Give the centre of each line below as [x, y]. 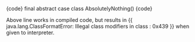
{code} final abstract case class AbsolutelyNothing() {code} [79, 9]
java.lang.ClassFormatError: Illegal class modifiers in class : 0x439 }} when [98, 26]
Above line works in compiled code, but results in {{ [69, 20]
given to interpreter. [30, 33]
